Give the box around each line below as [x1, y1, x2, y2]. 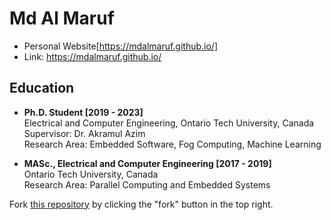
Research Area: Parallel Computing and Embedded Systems [23, 178, 271, 191]
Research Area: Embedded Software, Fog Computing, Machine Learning [23, 138, 322, 150]
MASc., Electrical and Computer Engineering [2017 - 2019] [23, 157, 272, 169]
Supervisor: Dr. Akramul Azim [23, 127, 146, 139]
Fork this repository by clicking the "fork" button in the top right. [9, 198, 274, 210]
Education [9, 80, 75, 97]
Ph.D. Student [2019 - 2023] [23, 106, 144, 118]
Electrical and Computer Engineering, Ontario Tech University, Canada [23, 117, 315, 129]
